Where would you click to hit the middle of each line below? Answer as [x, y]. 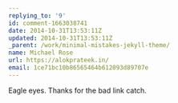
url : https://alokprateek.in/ [59, 61]
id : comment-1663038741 [48, 23]
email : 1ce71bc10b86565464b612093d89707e [79, 68]
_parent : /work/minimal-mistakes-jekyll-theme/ [89, 46]
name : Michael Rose [41, 53]
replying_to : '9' [37, 16]
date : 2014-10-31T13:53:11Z [55, 30]
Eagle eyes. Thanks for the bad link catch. [77, 90]
